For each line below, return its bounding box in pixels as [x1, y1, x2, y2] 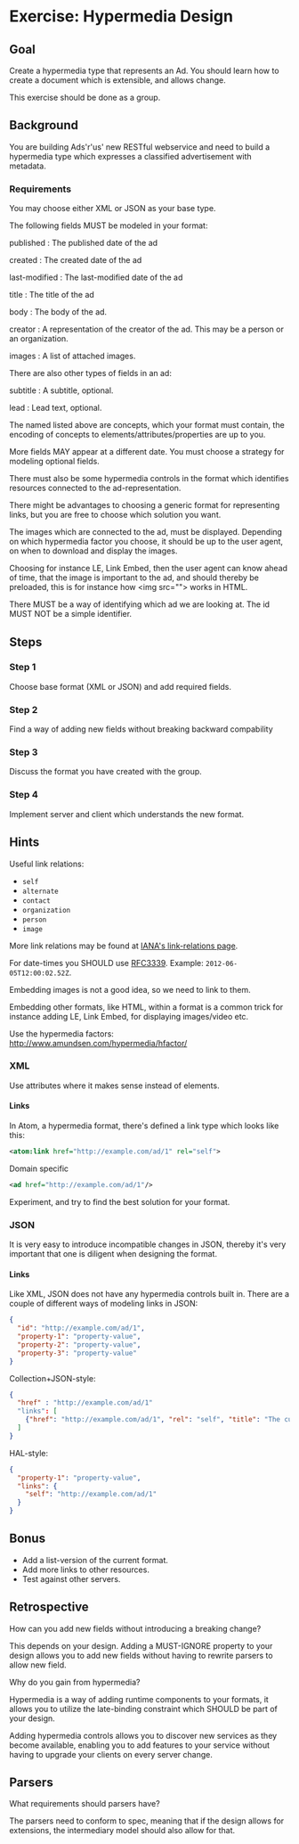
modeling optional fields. [9, 456, 100, 467]
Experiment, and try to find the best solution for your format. [9, 1196, 230, 1207]
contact [21, 896, 51, 906]
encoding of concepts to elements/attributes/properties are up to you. [9, 430, 266, 440]
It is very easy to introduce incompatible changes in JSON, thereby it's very [9, 1239, 287, 1250]
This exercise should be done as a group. [9, 92, 161, 102]
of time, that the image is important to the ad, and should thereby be [9, 572, 260, 583]
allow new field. [9, 1660, 67, 1670]
